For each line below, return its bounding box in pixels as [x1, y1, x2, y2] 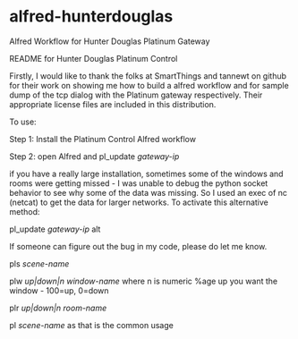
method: [9, 206, 40, 216]
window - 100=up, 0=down [9, 284, 109, 296]
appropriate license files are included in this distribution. [9, 98, 217, 109]
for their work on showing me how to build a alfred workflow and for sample [9, 80, 289, 90]
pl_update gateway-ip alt [9, 224, 101, 234]
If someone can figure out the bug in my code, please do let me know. [9, 241, 268, 251]
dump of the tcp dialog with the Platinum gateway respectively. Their [9, 89, 263, 100]
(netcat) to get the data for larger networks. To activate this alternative [9, 197, 268, 208]
